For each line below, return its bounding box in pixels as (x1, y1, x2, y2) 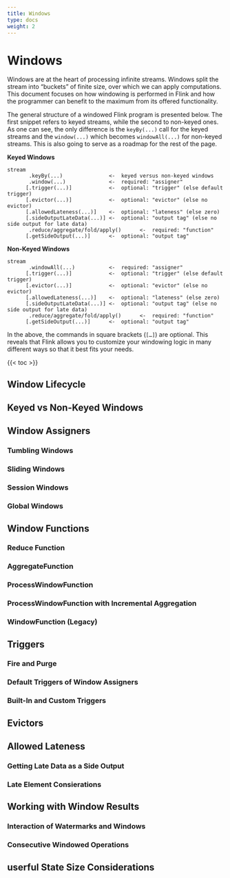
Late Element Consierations (7, 780, 102, 789)
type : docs (7, 17, 39, 23)
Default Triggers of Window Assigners (7, 678, 139, 687)
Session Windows (7, 483, 69, 492)
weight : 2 (7, 23, 36, 30)
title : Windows (7, 10, 51, 17)
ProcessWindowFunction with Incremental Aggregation (7, 598, 197, 608)
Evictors (7, 717, 44, 729)
